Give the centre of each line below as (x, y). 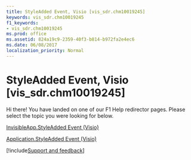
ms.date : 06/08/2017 (32, 45)
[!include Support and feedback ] (45, 150)
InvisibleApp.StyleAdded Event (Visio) (53, 127)
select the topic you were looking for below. (60, 116)
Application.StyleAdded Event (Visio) (51, 139)
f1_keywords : (22, 23)
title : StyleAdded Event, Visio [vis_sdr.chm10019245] (76, 12)
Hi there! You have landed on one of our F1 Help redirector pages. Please (96, 109)
